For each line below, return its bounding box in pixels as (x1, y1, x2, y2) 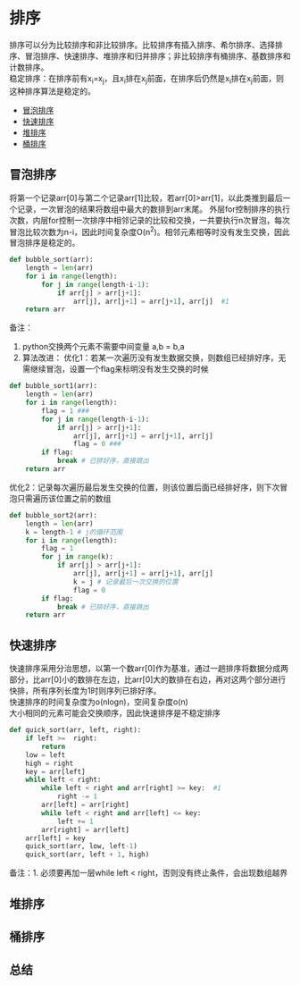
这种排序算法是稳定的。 (9, 86, 96, 97)
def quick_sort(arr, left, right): (9, 726, 142, 735)
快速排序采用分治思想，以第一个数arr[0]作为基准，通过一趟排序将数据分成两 (9, 663, 288, 674)
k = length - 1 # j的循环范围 (25, 527, 123, 536)
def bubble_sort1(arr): (9, 382, 98, 391)
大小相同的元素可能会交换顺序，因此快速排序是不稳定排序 (9, 708, 221, 719)
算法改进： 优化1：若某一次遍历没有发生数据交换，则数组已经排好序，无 (21, 352, 287, 363)
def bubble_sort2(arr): (9, 510, 98, 519)
